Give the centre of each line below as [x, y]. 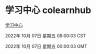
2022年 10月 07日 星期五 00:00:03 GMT [46, 46]
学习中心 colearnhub [48, 10]
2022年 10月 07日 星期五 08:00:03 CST [46, 35]
